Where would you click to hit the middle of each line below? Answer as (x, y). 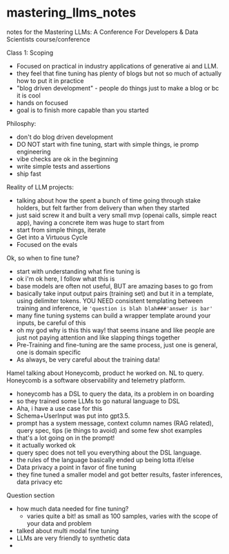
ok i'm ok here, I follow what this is (66, 279)
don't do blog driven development (64, 137)
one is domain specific (49, 352)
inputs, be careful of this (51, 322)
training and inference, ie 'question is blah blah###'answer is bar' (114, 308)
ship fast (29, 174)
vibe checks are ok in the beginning (67, 159)
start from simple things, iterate (61, 230)
